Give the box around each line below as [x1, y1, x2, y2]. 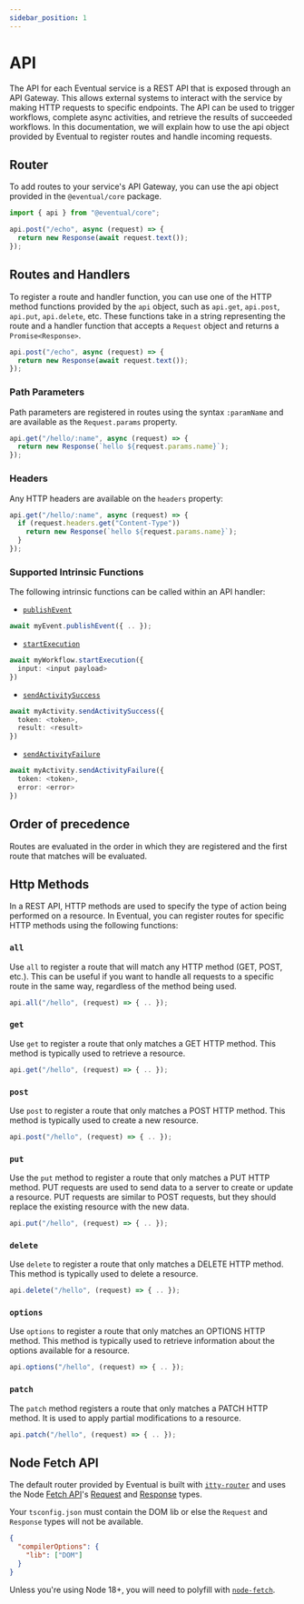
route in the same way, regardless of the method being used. [9, 980, 238, 991]
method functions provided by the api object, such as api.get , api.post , [9, 301, 280, 312]
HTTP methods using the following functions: [9, 920, 179, 931]
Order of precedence [9, 817, 131, 832]
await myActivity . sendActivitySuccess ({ [9, 707, 165, 716]
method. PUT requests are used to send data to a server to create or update [9, 1182, 293, 1193]
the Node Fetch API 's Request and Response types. [9, 1489, 202, 1500]
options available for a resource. [9, 1345, 130, 1356]
